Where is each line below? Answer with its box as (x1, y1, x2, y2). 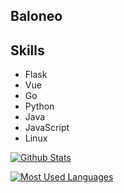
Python (24, 100, 55, 113)
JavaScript (24, 122, 70, 134)
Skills (10, 42, 45, 59)
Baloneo (10, 8, 63, 25)
